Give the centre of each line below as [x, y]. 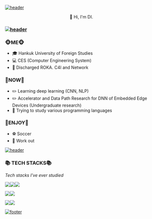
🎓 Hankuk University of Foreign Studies [52, 53]
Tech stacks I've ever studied [34, 175]
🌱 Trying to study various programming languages [62, 110]
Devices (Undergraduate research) [47, 105]
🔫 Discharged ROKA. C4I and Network [50, 67]
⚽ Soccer [22, 134]
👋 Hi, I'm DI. [81, 17]
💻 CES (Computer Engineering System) [52, 61]
